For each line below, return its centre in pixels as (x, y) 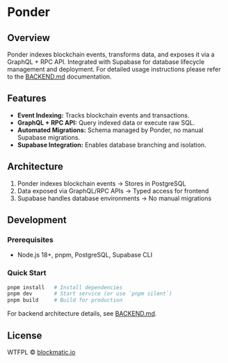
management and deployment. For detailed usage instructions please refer (114, 69)
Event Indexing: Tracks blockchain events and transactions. (103, 115)
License (25, 336)
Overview (29, 38)
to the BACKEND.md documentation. (60, 76)
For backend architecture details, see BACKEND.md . (82, 314)
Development (37, 220)
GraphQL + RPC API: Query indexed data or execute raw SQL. (106, 122)
